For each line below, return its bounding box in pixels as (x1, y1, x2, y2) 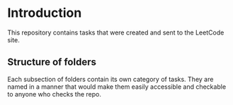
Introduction (7, 5, 82, 21)
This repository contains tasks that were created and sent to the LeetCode (7, 28, 225, 37)
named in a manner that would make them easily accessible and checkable (7, 82, 227, 91)
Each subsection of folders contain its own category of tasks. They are (7, 75, 214, 83)
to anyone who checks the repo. (7, 89, 101, 98)
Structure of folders (7, 56, 97, 68)
